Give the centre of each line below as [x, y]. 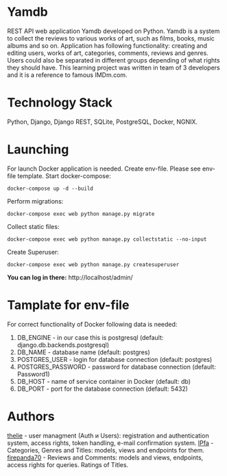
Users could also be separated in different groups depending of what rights [114, 60]
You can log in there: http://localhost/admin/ [70, 277]
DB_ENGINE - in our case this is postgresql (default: [90, 337]
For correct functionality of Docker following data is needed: [92, 324]
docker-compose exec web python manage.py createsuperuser [93, 264]
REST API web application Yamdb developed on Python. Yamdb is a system [113, 31]
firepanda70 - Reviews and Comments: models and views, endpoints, [105, 457]
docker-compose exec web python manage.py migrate [81, 214]
